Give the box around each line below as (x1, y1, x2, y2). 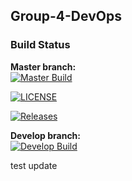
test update (10, 159, 58, 171)
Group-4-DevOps (10, 8, 122, 25)
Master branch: (10, 60, 77, 73)
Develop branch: (10, 129, 82, 141)
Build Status (10, 38, 71, 52)
